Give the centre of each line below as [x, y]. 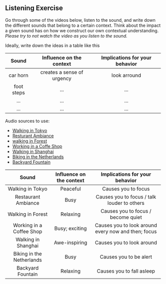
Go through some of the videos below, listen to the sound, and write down [80, 20]
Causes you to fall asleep [126, 271]
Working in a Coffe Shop [37, 146]
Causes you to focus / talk [126, 196]
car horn [19, 75]
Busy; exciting [70, 228]
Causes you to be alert [126, 257]
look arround [126, 75]
